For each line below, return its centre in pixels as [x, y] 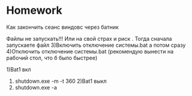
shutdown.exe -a [36, 87]
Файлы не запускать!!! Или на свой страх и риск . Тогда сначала [89, 38]
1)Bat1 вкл [19, 69]
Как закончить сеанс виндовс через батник [63, 27]
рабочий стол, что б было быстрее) [52, 58]
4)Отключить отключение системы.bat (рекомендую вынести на [90, 51]
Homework [34, 10]
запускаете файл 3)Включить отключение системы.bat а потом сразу [96, 45]
